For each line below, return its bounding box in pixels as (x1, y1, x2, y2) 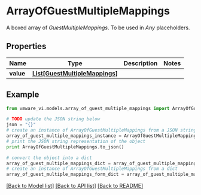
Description (123, 59, 158, 67)
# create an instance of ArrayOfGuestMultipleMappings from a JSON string (6, 127, 197, 133)
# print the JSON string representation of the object (6, 138, 146, 144)
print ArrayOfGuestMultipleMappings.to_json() (6, 144, 124, 150)
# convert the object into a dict (6, 154, 93, 161)
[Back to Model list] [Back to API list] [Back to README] (6, 182, 144, 190)
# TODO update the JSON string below (6, 116, 100, 122)
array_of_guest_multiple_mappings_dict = (6, 160, 111, 166)
